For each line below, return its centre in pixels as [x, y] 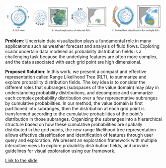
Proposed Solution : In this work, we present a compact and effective [76, 72]
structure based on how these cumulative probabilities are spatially [74, 125]
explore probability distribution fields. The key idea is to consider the [75, 82]
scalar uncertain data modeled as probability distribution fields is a [73, 52]
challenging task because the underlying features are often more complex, [82, 57]
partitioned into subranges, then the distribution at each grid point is [75, 109]
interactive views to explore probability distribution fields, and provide [77, 146]
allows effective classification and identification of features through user [79, 135]
